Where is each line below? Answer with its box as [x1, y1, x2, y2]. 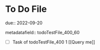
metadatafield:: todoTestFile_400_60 [5, 29, 80, 35]
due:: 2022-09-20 [5, 20, 42, 26]
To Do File [5, 3, 47, 15]
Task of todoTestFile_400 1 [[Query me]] [12, 39, 95, 45]
